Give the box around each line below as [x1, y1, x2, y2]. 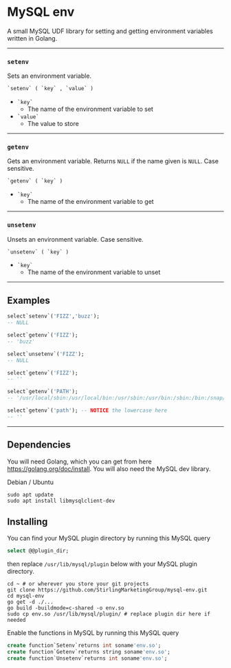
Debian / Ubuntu [7, 478, 54, 486]
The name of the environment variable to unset [27, 268, 161, 276]
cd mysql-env [7, 593, 45, 600]
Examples [7, 294, 50, 306]
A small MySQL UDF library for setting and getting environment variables [7, 27, 213, 35]
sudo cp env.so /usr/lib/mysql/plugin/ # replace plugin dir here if [7, 611, 211, 618]
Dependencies [7, 439, 71, 451]
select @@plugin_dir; [7, 547, 69, 554]
